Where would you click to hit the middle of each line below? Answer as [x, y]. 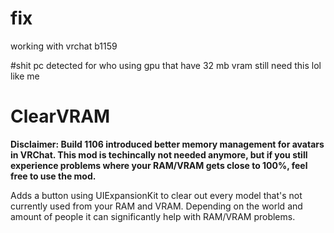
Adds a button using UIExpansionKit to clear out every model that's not [156, 195]
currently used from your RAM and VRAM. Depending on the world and [156, 206]
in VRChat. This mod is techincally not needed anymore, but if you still [159, 154]
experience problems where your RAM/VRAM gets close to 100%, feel [159, 165]
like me [25, 76]
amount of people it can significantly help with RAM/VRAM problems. [153, 216]
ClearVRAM [60, 116]
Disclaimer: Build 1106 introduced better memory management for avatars [167, 144]
